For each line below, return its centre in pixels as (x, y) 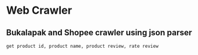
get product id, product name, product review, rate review (83, 46)
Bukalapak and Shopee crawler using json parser (99, 33)
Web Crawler (39, 10)
